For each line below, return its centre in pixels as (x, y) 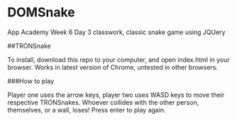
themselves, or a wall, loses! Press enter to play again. (87, 110)
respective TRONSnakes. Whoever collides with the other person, (103, 102)
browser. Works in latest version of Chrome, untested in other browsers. (113, 67)
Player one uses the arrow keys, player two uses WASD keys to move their (116, 95)
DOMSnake (42, 12)
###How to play (31, 81)
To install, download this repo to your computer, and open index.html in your (119, 59)
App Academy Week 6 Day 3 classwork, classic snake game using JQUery (116, 32)
